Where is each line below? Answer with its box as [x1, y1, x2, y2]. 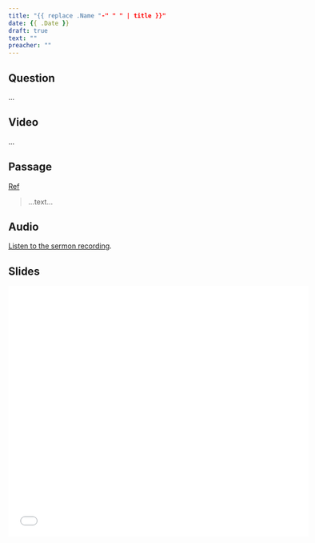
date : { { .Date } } [8, 19, 70, 27]
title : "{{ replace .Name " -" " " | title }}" [8, 11, 166, 20]
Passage [8, 160, 53, 174]
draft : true [8, 26, 48, 34]
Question [8, 71, 55, 85]
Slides [8, 264, 40, 278]
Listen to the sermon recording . [8, 241, 112, 251]
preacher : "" [8, 42, 52, 50]
